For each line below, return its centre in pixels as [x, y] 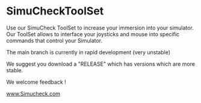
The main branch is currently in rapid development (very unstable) [88, 52]
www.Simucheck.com [33, 93]
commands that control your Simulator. [54, 40]
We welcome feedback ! [36, 82]
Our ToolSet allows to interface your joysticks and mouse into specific [93, 34]
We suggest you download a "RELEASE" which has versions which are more [101, 64]
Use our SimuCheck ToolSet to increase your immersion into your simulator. [100, 28]
